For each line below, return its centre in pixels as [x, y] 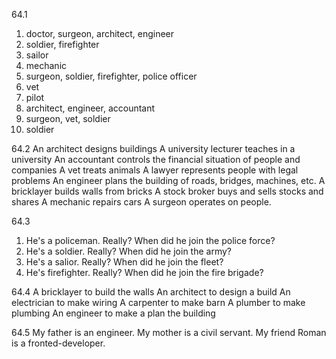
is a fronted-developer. [58, 343]
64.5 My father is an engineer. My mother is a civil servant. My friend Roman [169, 332]
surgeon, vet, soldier [68, 118]
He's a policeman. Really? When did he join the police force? [150, 240]
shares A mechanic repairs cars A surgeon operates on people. [141, 202]
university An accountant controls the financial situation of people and [156, 159]
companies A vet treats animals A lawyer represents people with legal [155, 170]
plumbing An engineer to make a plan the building [113, 313]
